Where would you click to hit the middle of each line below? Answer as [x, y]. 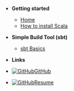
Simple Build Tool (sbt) [40, 37]
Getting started [30, 8]
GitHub [43, 71]
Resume [44, 82]
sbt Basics [33, 48]
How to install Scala [44, 26]
